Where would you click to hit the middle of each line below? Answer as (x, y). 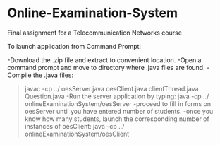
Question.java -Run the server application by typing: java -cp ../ (117, 96)
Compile (19, 75)
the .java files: (53, 75)
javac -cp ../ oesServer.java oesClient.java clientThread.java (111, 88)
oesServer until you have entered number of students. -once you (119, 111)
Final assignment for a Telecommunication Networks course (94, 33)
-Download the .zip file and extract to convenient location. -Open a (104, 60)
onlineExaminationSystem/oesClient (77, 134)
